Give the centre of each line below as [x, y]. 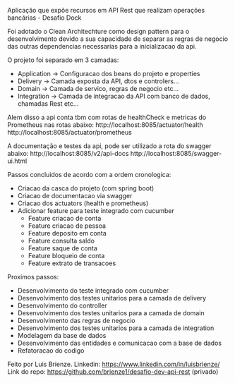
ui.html [17, 161]
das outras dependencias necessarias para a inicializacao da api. [102, 46]
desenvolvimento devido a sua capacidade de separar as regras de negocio [117, 39]
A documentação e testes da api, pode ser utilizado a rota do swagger [109, 146]
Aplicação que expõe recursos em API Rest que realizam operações [106, 10]
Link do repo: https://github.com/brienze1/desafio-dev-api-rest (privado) [113, 372]
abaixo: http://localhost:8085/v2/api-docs [68, 153]
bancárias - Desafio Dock [44, 18]
